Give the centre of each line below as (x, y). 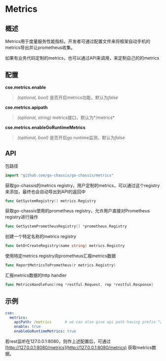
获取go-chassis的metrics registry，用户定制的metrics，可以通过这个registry (83, 185)
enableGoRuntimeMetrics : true (45, 331)
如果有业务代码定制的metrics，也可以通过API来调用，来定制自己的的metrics (82, 58)
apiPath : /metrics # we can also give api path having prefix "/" (89, 322)
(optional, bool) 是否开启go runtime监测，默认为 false (71, 137)
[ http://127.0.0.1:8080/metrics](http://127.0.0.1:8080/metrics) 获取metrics (79, 348)
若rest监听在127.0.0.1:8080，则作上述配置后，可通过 (58, 341)
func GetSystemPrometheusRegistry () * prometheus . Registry (66, 226)
